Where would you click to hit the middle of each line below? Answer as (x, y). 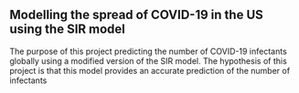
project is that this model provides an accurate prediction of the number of (150, 70)
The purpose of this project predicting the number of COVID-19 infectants (149, 51)
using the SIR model (68, 30)
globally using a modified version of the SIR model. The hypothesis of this (149, 61)
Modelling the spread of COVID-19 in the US (136, 15)
